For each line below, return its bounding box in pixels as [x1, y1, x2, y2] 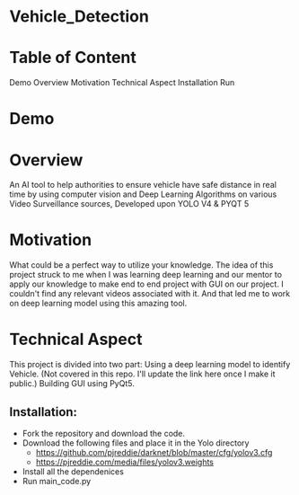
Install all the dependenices [22, 465, 124, 477]
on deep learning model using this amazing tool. [9, 298, 188, 309]
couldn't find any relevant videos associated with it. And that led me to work [9, 288, 290, 299]
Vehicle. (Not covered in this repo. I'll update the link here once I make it [9, 368, 276, 379]
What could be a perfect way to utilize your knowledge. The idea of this [9, 260, 274, 270]
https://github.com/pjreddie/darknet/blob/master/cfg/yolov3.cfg [35, 446, 273, 457]
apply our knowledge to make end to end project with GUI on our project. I [9, 278, 285, 289]
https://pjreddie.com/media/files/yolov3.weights [35, 456, 214, 467]
